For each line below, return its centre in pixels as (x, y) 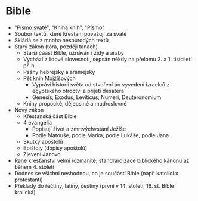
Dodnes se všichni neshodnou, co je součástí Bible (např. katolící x (96, 173)
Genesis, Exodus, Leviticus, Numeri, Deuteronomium (97, 97)
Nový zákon (29, 110)
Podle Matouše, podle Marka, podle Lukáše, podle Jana (100, 135)
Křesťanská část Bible (50, 116)
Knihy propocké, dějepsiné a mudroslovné (75, 103)
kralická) (25, 192)
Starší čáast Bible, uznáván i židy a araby (74, 52)
